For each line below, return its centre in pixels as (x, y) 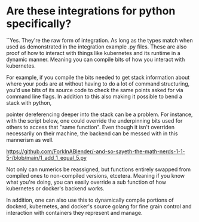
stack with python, (29, 102)
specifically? (39, 24)
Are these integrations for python (91, 11)
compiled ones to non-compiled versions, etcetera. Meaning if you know (96, 175)
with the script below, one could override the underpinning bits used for (94, 120)
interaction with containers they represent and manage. (74, 212)
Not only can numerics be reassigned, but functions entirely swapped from (99, 169)
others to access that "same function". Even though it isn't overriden (91, 127)
